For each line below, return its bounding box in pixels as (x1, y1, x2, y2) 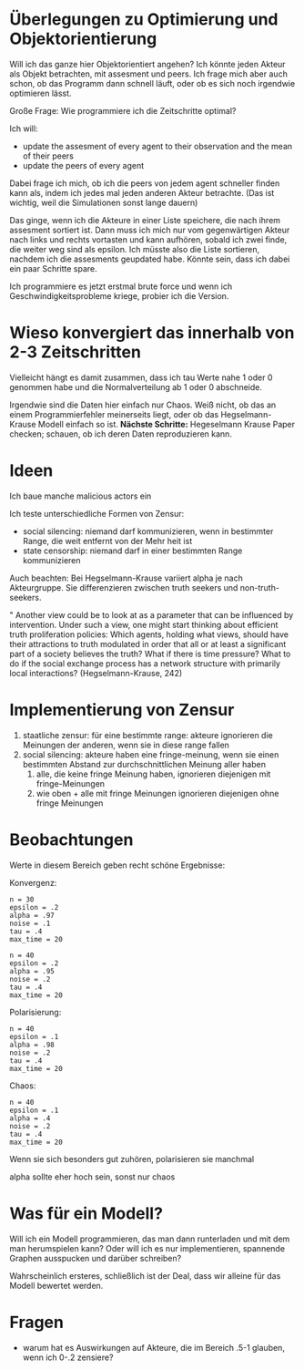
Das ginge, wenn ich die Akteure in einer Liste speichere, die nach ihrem (9, 214, 280, 225)
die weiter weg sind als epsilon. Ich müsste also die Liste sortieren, (9, 243, 260, 254)
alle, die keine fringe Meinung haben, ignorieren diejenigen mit (35, 768, 271, 779)
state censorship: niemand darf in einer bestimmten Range (22, 545, 243, 556)
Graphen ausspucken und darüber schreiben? (9, 1252, 182, 1263)
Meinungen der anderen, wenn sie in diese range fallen (22, 739, 230, 750)
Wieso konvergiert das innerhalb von (9, 323, 295, 344)
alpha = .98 (9, 1040, 55, 1049)
